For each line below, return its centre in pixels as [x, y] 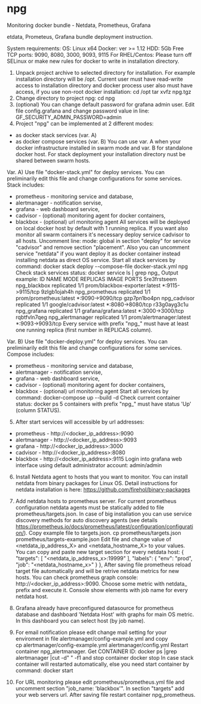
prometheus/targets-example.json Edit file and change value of [93, 539]
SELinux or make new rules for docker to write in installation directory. [93, 61]
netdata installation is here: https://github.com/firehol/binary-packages [103, 489]
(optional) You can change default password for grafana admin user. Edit [105, 104]
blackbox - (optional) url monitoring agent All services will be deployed [103, 222]
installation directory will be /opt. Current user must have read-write [99, 79]
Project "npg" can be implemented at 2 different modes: [85, 123]
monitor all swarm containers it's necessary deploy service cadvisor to [103, 234]
